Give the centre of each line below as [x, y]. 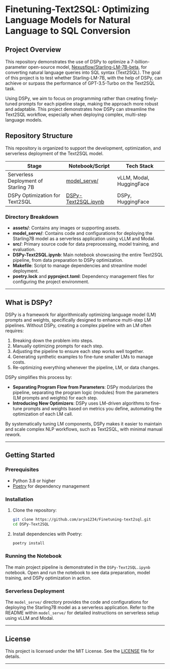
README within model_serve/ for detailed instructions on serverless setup [82, 613]
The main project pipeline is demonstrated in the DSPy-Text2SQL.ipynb [78, 567]
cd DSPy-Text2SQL [31, 524]
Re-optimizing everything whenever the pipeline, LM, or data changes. [86, 367]
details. [13, 656]
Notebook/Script [89, 166]
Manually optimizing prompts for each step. [58, 346]
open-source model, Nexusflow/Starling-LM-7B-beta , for [87, 67]
